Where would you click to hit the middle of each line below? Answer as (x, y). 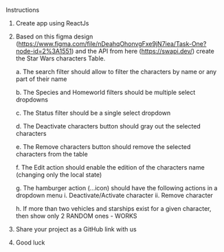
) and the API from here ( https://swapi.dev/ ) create (143, 51)
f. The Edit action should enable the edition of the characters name (110, 167)
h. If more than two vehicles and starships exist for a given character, (113, 208)
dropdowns (32, 100)
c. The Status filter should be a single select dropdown (93, 113)
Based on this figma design (54, 36)
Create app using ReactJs (52, 23)
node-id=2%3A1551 (44, 51)
